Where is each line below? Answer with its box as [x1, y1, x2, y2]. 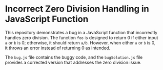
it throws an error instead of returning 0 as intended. [5, 45, 111, 51]
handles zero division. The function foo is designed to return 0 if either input [5, 35, 159, 41]
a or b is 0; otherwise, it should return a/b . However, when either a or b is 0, [5, 40, 156, 45]
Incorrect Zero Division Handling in [5, 3, 149, 14]
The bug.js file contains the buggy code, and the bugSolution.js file [5, 54, 143, 60]
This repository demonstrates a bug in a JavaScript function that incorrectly [5, 29, 158, 35]
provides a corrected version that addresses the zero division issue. [5, 59, 142, 65]
